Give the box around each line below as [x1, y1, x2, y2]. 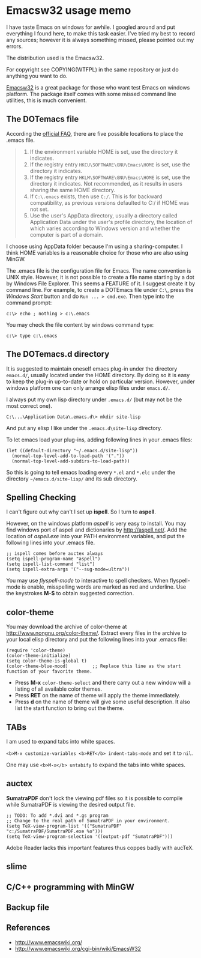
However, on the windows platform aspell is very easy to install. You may [6, 520, 187, 527]
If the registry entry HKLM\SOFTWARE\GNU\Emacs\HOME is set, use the [29, 174, 191, 181]
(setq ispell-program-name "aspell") [6, 556, 101, 562]
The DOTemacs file [6, 114, 79, 124]
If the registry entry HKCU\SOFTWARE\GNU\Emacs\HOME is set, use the [29, 160, 191, 168]
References [6, 923, 50, 933]
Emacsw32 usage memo [6, 4, 131, 17]
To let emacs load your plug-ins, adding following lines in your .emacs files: [6, 436, 193, 443]
